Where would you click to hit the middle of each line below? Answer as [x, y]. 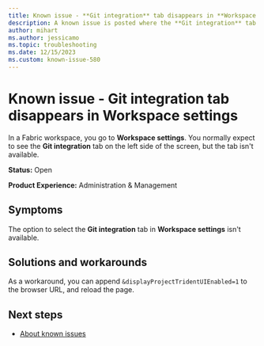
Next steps [36, 315]
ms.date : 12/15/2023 [42, 52]
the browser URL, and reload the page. [71, 290]
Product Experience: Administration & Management [93, 185]
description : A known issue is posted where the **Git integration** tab [132, 23]
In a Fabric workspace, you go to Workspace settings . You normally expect [132, 137]
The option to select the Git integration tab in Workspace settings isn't [124, 229]
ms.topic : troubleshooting [53, 45]
